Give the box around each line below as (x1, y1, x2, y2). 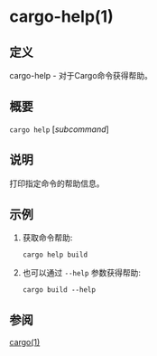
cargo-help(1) (9, 6, 115, 27)
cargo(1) (9, 337, 41, 348)
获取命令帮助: (22, 232, 73, 243)
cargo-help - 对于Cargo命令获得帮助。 (9, 70, 153, 80)
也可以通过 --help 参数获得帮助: (22, 267, 142, 278)
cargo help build (22, 250, 88, 259)
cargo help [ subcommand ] (9, 124, 110, 135)
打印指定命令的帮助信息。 (9, 178, 105, 189)
